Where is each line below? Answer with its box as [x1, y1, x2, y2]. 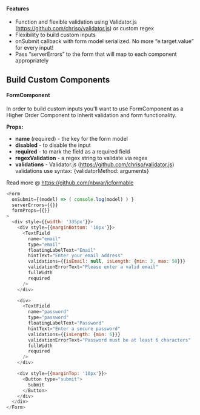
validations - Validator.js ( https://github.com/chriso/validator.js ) [15, 161, 175, 168]
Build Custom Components [6, 75, 110, 85]
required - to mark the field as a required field [15, 147, 130, 155]
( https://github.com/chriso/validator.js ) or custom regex [15, 25, 155, 32]
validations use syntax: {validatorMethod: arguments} [15, 167, 150, 174]
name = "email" [28, 235, 61, 242]
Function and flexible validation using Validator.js [15, 18, 138, 25]
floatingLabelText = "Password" [28, 320, 104, 326]
